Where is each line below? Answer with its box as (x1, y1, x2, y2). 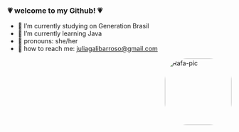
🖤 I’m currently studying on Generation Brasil (17, 22, 149, 31)
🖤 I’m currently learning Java (17, 29, 102, 38)
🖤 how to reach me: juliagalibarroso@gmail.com (17, 45, 158, 53)
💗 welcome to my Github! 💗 (7, 6, 103, 16)
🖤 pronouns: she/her (17, 37, 78, 45)
